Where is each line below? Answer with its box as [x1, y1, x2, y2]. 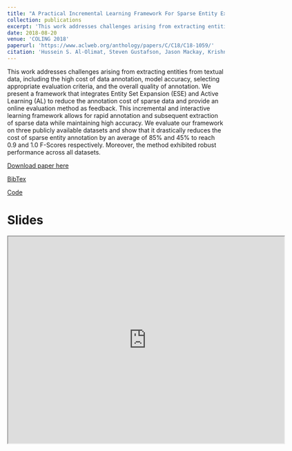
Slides [7, 212, 43, 228]
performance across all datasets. [7, 148, 101, 156]
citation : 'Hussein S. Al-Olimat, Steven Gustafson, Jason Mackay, [7, 49, 206, 56]
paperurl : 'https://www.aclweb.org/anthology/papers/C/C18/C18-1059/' [7, 42, 215, 49]
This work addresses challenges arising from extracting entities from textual [7, 67, 224, 76]
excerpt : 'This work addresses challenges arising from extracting [7, 23, 206, 30]
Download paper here [7, 161, 69, 170]
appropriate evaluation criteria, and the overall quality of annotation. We [7, 82, 212, 90]
